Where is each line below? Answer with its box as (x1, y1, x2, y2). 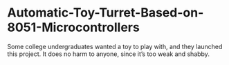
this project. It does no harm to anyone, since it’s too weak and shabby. (7, 50, 210, 58)
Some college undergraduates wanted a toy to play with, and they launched (7, 42, 223, 50)
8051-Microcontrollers (7, 19, 140, 35)
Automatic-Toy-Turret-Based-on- (7, 5, 204, 21)
